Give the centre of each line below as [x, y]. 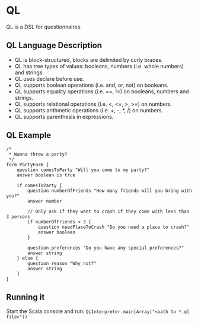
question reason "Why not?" [62, 263]
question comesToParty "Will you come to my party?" [83, 170]
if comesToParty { [39, 185]
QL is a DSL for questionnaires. [44, 27]
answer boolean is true [46, 175]
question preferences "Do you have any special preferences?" [106, 248]
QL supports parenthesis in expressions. [64, 116]
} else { [28, 258]
